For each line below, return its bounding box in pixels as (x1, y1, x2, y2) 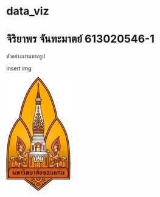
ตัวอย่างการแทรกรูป (6, 53, 46, 60)
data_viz (6, 4, 50, 18)
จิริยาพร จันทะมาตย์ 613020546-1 (6, 32, 155, 46)
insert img (6, 65, 32, 72)
